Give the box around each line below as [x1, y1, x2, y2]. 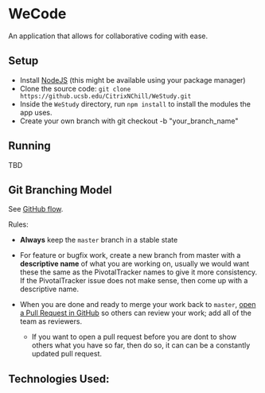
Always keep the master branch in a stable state [19, 235, 178, 245]
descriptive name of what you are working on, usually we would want [19, 259, 250, 269]
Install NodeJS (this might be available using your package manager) [19, 75, 246, 84]
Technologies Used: [8, 372, 110, 386]
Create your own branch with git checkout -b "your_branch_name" [19, 116, 239, 126]
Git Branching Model [8, 183, 112, 196]
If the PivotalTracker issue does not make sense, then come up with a [19, 276, 248, 286]
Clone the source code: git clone [19, 84, 131, 93]
